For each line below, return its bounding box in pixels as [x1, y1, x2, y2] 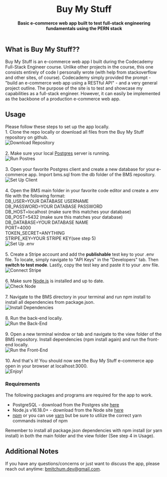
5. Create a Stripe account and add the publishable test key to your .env [5, 251, 154, 257]
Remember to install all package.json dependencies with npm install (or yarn [5, 427, 162, 433]
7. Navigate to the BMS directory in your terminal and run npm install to [5, 294, 151, 300]
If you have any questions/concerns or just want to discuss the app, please [5, 460, 160, 466]
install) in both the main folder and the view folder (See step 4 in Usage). [5, 432, 155, 438]
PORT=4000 [5, 224, 31, 231]
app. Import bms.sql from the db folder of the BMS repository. [28, 171, 156, 177]
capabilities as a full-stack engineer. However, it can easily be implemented [5, 90, 160, 96]
